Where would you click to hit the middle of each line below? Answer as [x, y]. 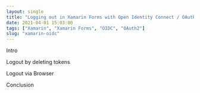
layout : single [25, 12]
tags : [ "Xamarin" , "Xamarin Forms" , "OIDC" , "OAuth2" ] [76, 28]
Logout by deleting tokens [38, 62]
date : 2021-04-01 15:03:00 [40, 23]
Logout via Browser [30, 73]
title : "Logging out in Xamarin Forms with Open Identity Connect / [93, 17]
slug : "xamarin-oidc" [33, 34]
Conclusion [20, 85]
